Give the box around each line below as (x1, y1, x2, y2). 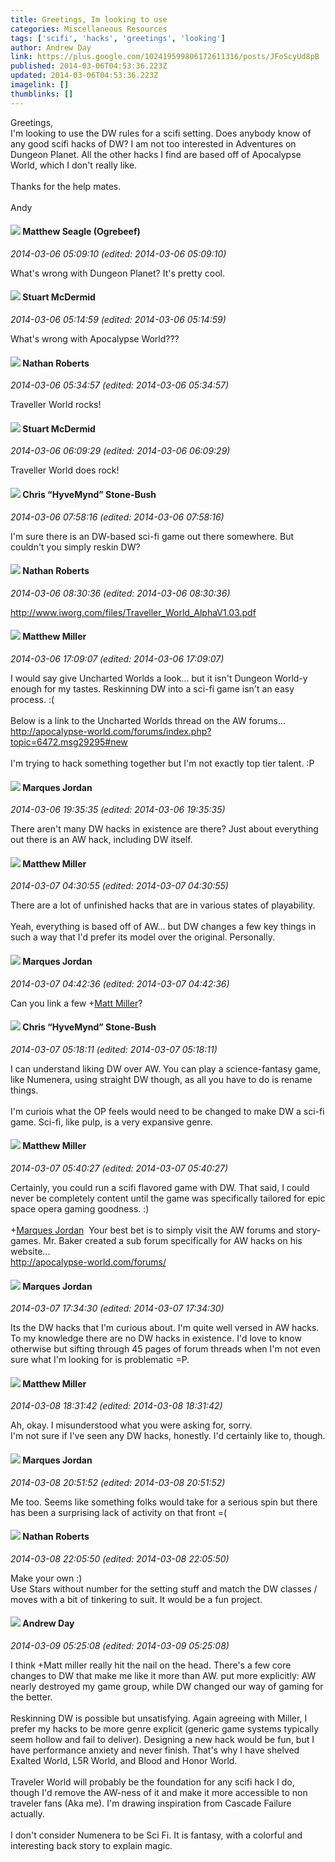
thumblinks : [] (10, 89, 74, 99)
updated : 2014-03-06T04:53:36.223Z (10, 71, 159, 81)
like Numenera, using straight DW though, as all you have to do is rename (10, 1073, 313, 1085)
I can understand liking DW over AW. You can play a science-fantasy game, (10, 1062, 321, 1075)
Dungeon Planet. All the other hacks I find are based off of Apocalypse (10, 148, 302, 160)
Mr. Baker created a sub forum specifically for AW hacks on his (43, 1235, 303, 1247)
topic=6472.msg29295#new (10, 736, 128, 748)
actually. (10, 1808, 45, 1820)
